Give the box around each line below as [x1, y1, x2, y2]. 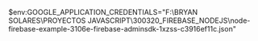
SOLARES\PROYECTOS [8, 16, 86, 25]
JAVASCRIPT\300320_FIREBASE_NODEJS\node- [87, 16, 251, 25]
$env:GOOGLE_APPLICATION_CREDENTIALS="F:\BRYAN [8, 8, 198, 17]
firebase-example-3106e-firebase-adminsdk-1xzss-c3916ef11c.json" [8, 24, 236, 33]
